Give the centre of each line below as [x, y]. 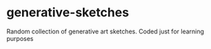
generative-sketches [68, 13]
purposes [20, 38]
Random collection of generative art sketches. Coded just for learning [105, 31]
